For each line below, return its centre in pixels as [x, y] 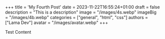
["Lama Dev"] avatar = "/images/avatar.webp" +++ [57, 22]
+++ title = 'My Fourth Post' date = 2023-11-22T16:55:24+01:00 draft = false [82, 7]
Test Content [18, 32]
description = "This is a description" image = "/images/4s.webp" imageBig [81, 12]
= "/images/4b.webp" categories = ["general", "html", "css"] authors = [77, 17]
